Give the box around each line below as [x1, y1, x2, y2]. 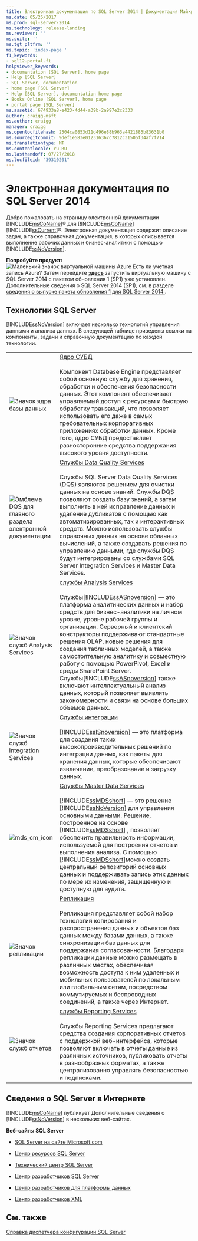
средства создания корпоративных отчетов [59, 1029, 186, 1038]
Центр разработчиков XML [14, 1195, 82, 1203]
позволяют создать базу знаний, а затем [59, 495, 177, 503]
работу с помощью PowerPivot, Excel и [59, 660, 171, 667]
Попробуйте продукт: [6, 257, 63, 264]
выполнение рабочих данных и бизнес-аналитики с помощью [6, 239, 163, 246]
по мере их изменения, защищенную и [59, 878, 171, 886]
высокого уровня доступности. [59, 449, 149, 457]
